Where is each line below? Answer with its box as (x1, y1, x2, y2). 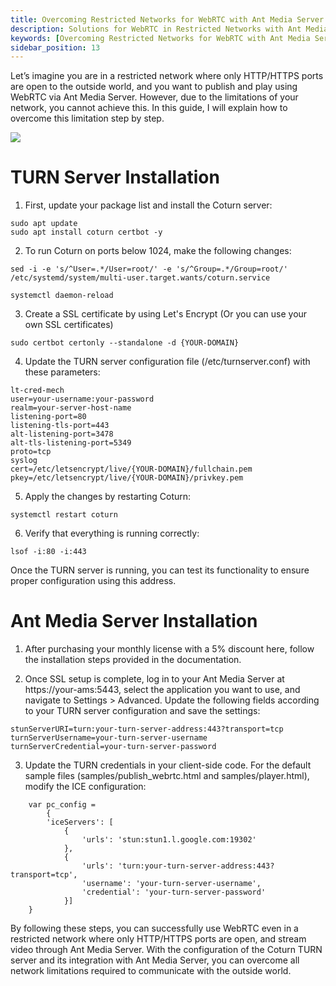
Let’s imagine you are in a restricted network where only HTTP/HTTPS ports (10, 70, 324, 82)
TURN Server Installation (10, 166, 220, 189)
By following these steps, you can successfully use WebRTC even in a (10, 922, 299, 935)
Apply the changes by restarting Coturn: (24, 491, 192, 503)
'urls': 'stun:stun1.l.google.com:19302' (81, 835, 257, 845)
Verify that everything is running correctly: (24, 527, 200, 540)
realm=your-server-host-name (10, 403, 132, 413)
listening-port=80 (10, 412, 87, 422)
